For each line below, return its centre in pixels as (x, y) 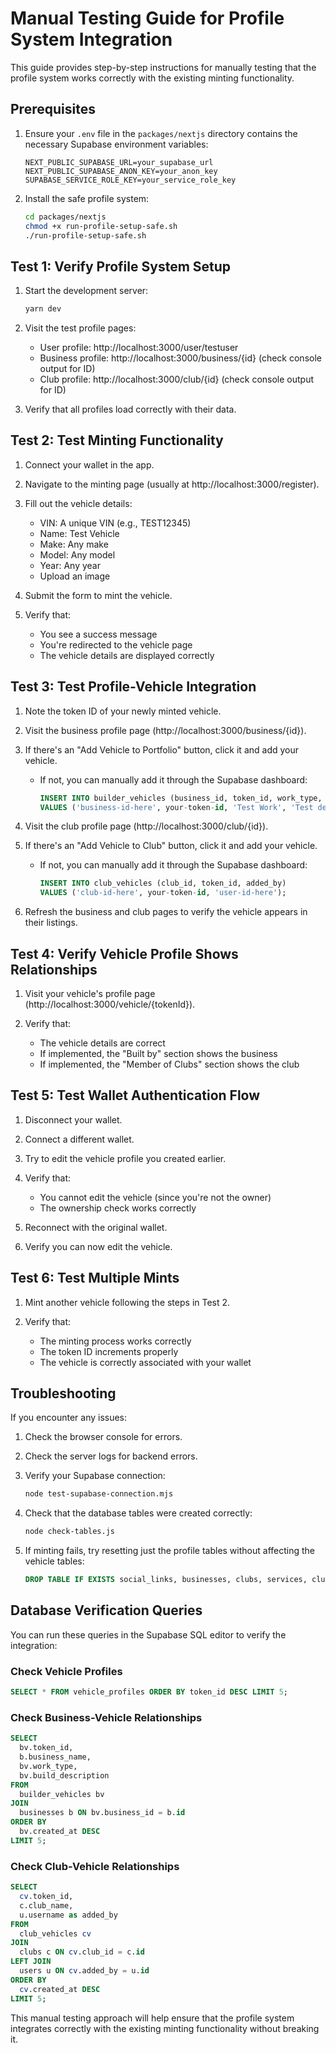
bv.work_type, (48, 1766)
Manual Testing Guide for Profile (147, 18)
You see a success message (98, 634)
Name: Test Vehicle (79, 533)
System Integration (91, 39)
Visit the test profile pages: (80, 328)
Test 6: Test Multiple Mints (95, 1278)
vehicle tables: (54, 1561)
